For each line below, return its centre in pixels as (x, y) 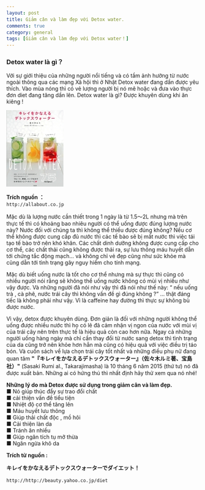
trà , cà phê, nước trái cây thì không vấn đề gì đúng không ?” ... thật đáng (99, 294)
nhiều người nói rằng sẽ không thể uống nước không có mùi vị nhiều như (98, 281)
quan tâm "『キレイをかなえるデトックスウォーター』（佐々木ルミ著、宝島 (99, 358)
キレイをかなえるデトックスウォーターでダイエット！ (73, 468)
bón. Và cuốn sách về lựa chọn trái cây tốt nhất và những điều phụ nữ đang (101, 351)
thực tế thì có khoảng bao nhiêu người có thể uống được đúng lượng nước (99, 224)
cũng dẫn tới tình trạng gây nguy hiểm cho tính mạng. (74, 262)
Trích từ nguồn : (27, 455)
